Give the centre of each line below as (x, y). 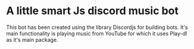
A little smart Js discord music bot (92, 11)
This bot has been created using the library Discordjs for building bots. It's (97, 27)
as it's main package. (32, 40)
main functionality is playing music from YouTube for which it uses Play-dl (97, 33)
